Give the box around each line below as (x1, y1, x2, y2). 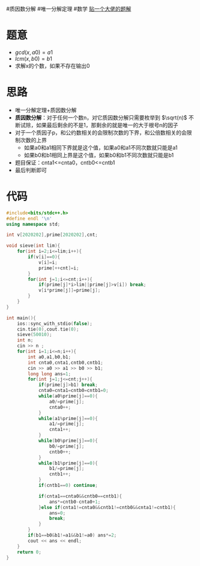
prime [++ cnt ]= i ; (38, 265, 79, 271)
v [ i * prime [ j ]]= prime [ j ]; (38, 288, 101, 294)
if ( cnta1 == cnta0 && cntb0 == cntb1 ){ (38, 493, 122, 499)
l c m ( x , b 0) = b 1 (14, 55, 53, 62)
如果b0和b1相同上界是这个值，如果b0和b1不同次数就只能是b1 (23, 151, 174, 158)
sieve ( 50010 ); (17, 332, 52, 338)
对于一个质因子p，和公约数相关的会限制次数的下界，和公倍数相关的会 (14, 128, 187, 136)
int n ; (17, 337, 34, 343)
